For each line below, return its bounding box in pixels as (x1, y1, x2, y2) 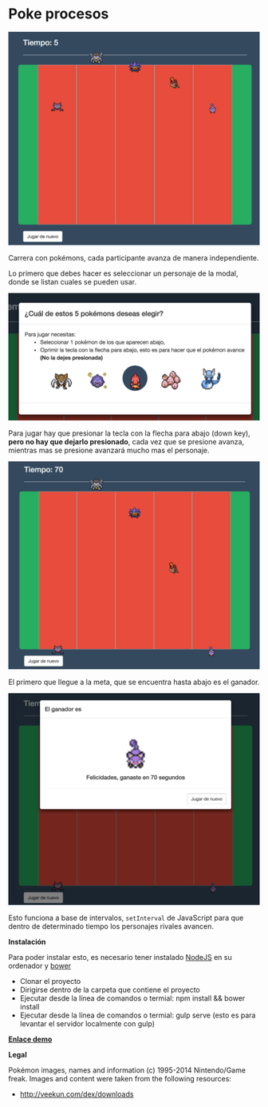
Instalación (8, 937, 46, 946)
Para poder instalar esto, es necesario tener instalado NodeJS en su (8, 952, 233, 962)
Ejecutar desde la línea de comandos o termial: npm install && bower (19, 993, 246, 1003)
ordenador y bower (8, 961, 72, 970)
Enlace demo (8, 1034, 53, 1044)
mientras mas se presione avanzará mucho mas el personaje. (8, 445, 210, 455)
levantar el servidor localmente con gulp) (19, 1018, 156, 1028)
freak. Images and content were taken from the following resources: (8, 1073, 231, 1083)
